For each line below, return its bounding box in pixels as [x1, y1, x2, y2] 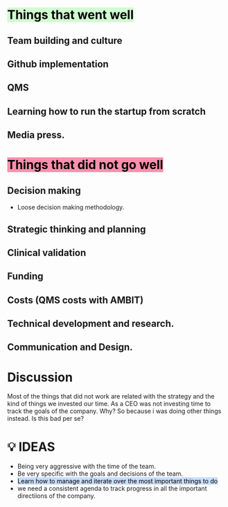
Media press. [7, 129, 65, 141]
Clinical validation [7, 247, 87, 259]
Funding [7, 271, 44, 282]
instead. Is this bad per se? [7, 415, 85, 423]
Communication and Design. [7, 341, 133, 353]
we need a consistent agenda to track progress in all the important [17, 484, 207, 493]
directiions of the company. [17, 492, 96, 500]
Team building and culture [7, 35, 123, 47]
